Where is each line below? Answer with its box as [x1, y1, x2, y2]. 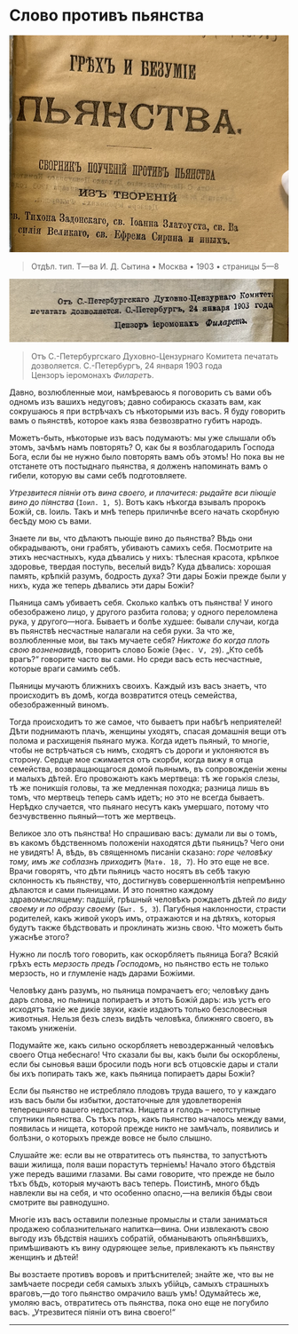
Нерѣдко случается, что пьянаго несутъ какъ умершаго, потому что [9, 801, 269, 812]
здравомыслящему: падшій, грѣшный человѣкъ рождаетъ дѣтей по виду [9, 894, 286, 904]
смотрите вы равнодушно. [9, 1196, 110, 1207]
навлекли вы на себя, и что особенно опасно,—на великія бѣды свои [9, 1187, 273, 1198]
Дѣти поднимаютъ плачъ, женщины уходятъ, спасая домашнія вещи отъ [9, 725, 286, 737]
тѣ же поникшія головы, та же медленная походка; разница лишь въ [9, 782, 270, 793]
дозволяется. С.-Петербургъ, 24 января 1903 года [30, 360, 223, 371]
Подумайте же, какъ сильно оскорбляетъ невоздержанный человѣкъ [9, 1039, 275, 1050]
